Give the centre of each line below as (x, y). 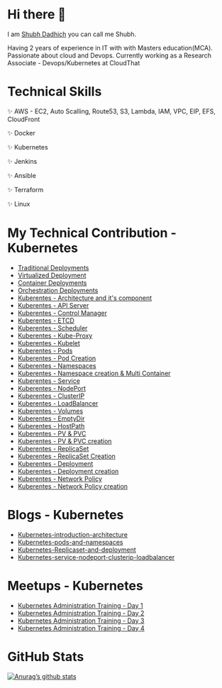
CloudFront (24, 119)
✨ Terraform (26, 189)
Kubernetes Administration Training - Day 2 (81, 613)
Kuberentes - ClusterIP (51, 396)
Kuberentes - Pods (45, 350)
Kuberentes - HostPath (51, 426)
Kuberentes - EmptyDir (51, 418)
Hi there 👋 (37, 15)
